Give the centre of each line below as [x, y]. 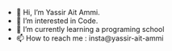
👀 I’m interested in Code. [57, 21]
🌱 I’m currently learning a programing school [90, 29]
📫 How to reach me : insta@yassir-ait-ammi [90, 38]
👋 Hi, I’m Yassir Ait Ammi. [58, 12]
